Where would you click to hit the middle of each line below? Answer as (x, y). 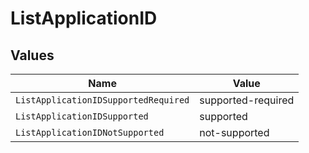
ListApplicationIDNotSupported (90, 132)
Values (32, 55)
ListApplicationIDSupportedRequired (102, 100)
